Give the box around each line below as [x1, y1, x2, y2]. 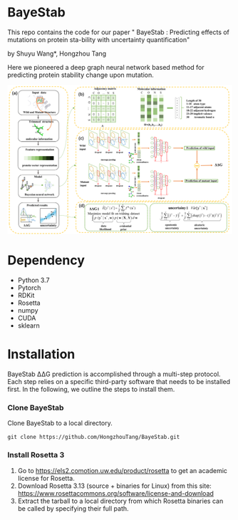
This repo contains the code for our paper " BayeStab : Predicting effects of [7, 28, 230, 36]
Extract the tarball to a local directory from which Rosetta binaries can [17, 496, 224, 505]
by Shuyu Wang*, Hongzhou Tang [7, 49, 107, 58]
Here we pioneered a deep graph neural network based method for [7, 63, 205, 71]
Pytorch [17, 284, 41, 292]
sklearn [17, 321, 41, 330]
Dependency [7, 252, 86, 269]
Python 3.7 [17, 276, 50, 285]
